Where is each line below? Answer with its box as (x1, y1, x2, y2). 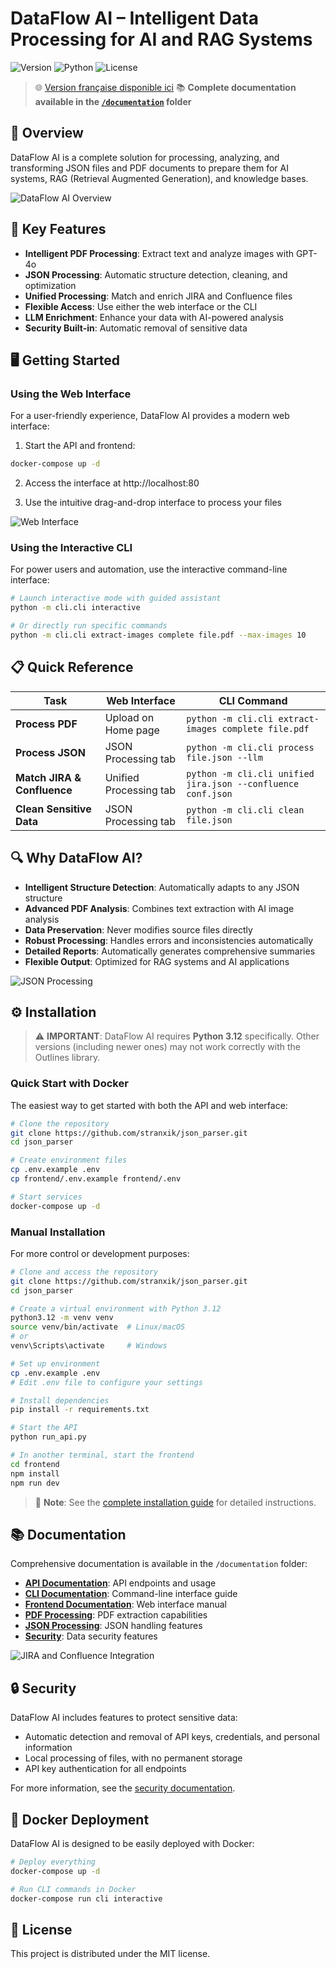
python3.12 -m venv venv (10, 1313, 114, 1323)
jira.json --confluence (186, 778, 300, 789)
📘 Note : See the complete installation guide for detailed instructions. (34, 1496, 317, 1508)
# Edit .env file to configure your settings (10, 1377, 203, 1387)
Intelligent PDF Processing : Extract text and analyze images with (24, 247, 294, 259)
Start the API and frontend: (24, 440, 136, 452)
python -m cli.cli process (186, 742, 315, 753)
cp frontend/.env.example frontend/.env (10, 1174, 182, 1184)
